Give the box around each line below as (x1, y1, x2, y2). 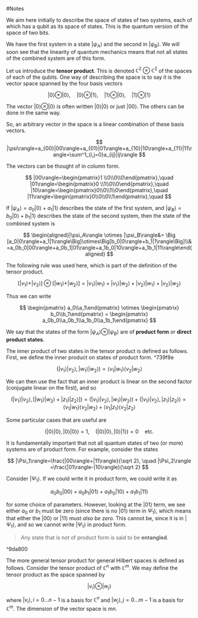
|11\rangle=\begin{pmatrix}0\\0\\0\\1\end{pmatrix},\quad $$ (27, 193, 172, 200)
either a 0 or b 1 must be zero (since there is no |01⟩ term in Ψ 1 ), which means (6, 507, 191, 515)
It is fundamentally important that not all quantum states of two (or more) (6, 439, 183, 447)
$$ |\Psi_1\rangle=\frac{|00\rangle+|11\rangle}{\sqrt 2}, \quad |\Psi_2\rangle (7, 457, 191, 464)
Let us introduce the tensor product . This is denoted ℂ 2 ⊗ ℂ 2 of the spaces (6, 66, 192, 74)
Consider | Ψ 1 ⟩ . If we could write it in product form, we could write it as (6, 475, 177, 483)
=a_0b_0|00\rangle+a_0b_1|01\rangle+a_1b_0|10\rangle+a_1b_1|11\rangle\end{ (7, 244, 192, 251)
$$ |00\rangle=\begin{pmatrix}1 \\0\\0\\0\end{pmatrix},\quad (25, 174, 174, 181)
